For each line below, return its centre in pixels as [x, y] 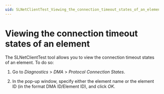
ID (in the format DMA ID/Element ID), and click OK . [64, 86]
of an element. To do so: [30, 62]
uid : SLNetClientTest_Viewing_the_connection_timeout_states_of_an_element [84, 9]
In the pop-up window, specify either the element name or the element [83, 81]
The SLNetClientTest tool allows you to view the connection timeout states [80, 57]
